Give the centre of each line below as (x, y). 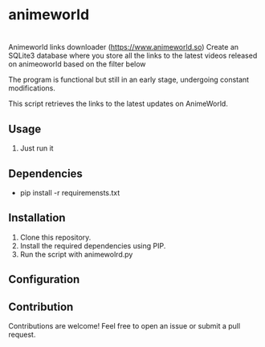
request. (22, 335)
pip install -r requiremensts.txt (70, 193)
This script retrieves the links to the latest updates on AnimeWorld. (118, 104)
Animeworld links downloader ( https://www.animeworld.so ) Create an (124, 47)
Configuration (44, 279)
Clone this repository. (55, 237)
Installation (37, 218)
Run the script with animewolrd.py (76, 254)
